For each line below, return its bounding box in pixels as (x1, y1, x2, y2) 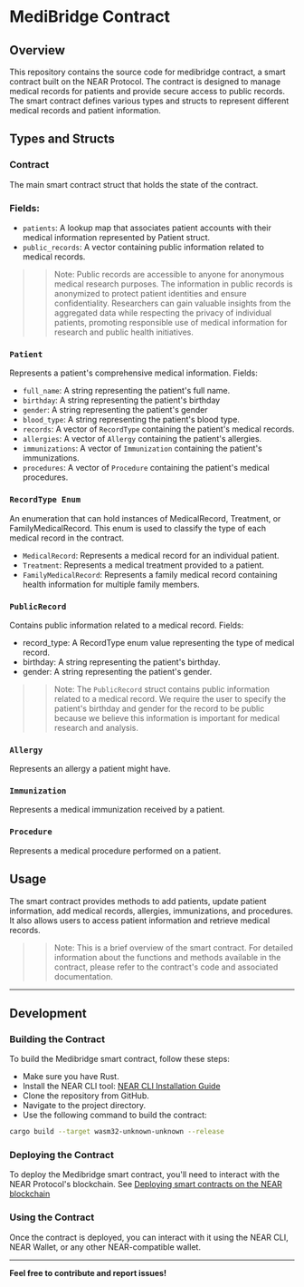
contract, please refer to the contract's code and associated (53, 961, 279, 972)
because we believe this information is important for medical (53, 712, 280, 723)
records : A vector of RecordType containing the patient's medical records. (22, 424, 295, 434)
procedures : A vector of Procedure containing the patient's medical (22, 463, 270, 473)
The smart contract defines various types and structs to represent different (9, 95, 290, 106)
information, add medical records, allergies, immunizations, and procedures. (9, 905, 294, 916)
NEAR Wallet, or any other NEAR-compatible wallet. (9, 1241, 202, 1253)
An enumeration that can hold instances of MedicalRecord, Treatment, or (9, 512, 281, 523)
